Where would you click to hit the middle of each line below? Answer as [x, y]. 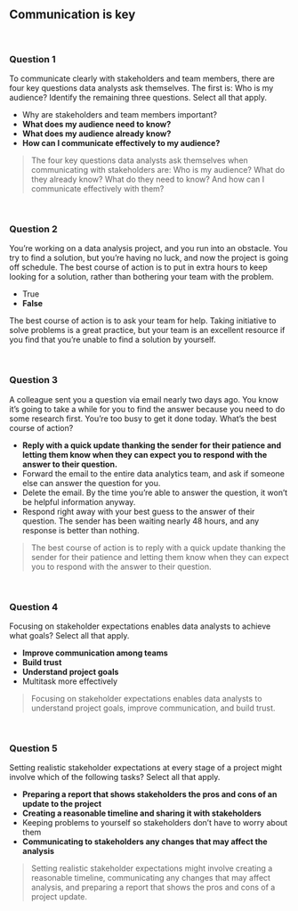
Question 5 [33, 748]
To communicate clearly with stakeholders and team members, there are [142, 78]
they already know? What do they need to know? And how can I [148, 179]
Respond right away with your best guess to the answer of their [138, 511]
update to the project [62, 804]
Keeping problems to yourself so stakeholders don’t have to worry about [155, 823]
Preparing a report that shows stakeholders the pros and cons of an [149, 794]
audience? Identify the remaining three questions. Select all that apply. [138, 98]
